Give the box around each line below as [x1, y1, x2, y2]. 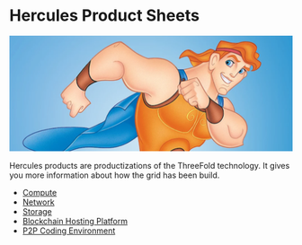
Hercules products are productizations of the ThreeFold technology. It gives [9, 160, 290, 171]
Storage [22, 206, 52, 216]
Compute [22, 187, 58, 197]
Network [22, 197, 56, 207]
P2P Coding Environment [22, 225, 116, 236]
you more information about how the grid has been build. [9, 170, 220, 180]
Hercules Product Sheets [9, 5, 200, 26]
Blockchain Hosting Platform [22, 215, 129, 226]
